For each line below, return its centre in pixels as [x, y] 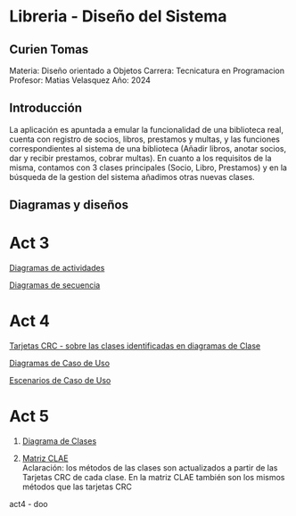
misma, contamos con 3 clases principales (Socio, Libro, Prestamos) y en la [148, 168]
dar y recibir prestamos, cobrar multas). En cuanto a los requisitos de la [140, 158]
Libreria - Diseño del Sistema [118, 16]
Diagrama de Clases [59, 441]
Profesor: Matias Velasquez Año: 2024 [80, 80]
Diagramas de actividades [57, 268]
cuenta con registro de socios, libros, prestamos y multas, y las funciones [145, 139]
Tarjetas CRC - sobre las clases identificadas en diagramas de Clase [135, 346]
